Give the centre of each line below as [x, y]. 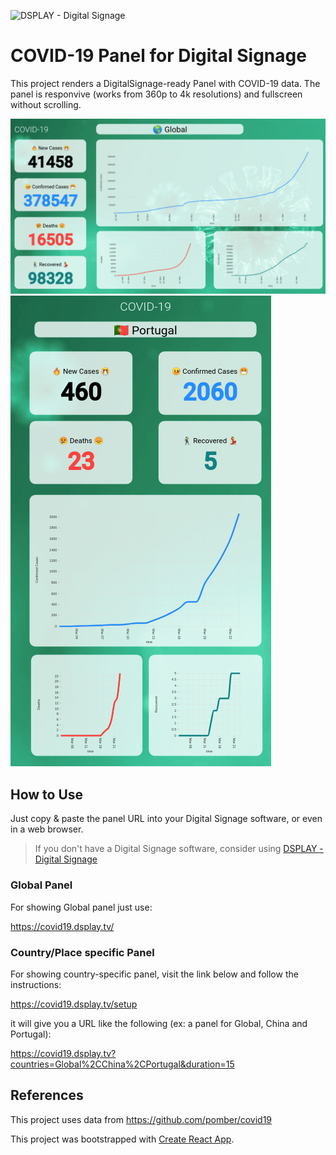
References [47, 1095]
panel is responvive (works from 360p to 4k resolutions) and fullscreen [156, 94]
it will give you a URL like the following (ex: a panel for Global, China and [159, 1023]
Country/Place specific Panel [82, 952]
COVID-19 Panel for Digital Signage [158, 56]
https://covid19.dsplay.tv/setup [74, 1004]
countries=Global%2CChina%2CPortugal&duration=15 [122, 1064]
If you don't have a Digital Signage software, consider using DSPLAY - [179, 849]
